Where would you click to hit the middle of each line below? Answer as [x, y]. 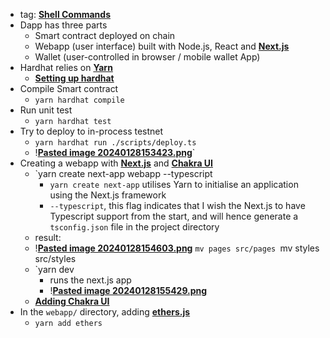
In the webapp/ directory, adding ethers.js [105, 312]
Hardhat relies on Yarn [66, 67]
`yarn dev [54, 269]
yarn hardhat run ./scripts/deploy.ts [115, 143]
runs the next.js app [90, 280]
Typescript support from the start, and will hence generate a [174, 216]
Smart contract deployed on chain [105, 35]
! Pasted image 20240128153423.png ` [115, 152]
